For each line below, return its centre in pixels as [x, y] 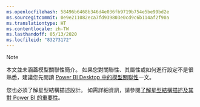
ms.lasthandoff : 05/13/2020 [42, 34]
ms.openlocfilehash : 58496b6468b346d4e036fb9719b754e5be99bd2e [88, 12]
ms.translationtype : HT [36, 23]
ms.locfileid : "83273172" [39, 40]
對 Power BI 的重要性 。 [35, 98]
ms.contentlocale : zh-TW [38, 29]
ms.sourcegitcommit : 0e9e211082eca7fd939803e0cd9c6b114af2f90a [88, 18]
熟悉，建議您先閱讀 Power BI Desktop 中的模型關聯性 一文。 [81, 77]
